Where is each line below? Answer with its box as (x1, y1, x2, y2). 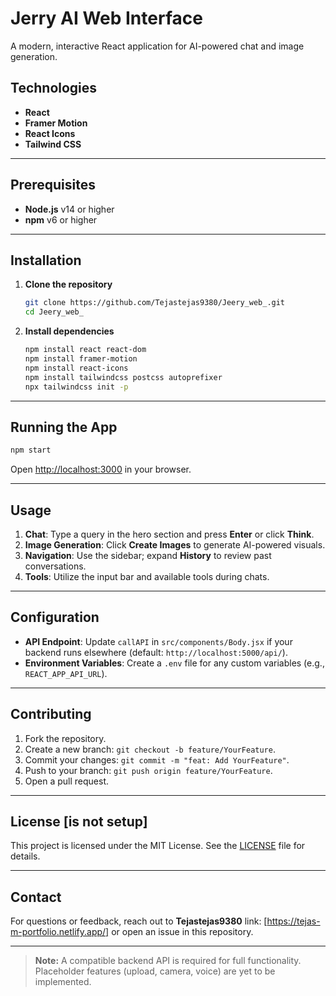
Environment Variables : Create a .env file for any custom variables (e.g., (24, 657, 325, 669)
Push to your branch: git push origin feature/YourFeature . (24, 764, 273, 776)
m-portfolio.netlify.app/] (10, 926, 110, 938)
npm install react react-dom (24, 345, 147, 355)
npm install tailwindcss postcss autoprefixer (24, 372, 223, 382)
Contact (10, 888, 62, 906)
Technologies (10, 80, 98, 97)
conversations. (24, 560, 87, 572)
